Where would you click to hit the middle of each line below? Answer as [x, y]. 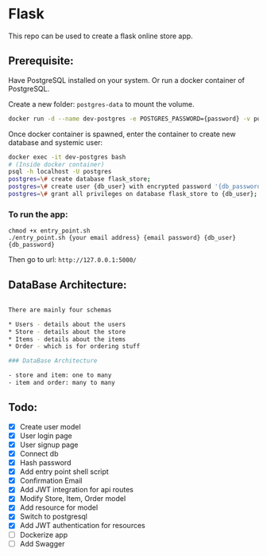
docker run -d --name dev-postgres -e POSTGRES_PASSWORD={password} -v [129, 119]
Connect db [39, 453]
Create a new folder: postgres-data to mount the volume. [101, 104]
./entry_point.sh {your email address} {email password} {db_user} [122, 238]
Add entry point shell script [64, 472]
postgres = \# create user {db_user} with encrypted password [110, 187]
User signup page [49, 444]
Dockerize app [44, 534]
